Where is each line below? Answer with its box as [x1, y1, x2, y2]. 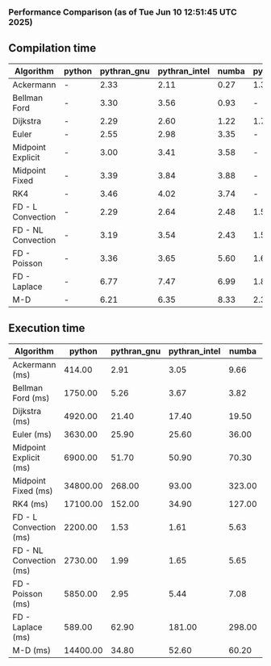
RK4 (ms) [12, 498, 48, 509]
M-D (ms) [12, 644, 51, 656]
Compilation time [8, 41, 97, 55]
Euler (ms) [12, 429, 52, 440]
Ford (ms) [12, 392, 50, 404]
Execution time [8, 321, 85, 335]
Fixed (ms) [12, 485, 54, 496]
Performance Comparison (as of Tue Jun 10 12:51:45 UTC [8, 6, 237, 18]
